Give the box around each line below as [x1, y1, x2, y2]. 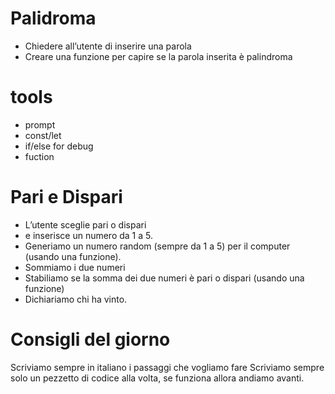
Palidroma [10, 7, 97, 30]
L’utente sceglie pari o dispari [24, 218, 147, 231]
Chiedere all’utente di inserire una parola [24, 40, 192, 52]
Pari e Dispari [10, 186, 123, 209]
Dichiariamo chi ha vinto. [24, 293, 128, 305]
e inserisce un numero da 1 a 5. [24, 229, 153, 241]
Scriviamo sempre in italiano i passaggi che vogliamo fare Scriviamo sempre [10, 361, 325, 373]
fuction [24, 150, 55, 162]
